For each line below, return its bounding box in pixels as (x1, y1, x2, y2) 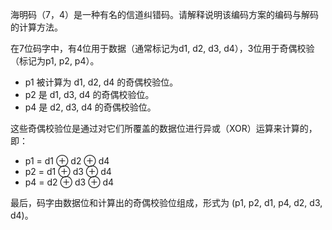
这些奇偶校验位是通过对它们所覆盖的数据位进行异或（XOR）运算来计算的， (10, 123, 318, 134)
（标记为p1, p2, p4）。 (10, 55, 100, 67)
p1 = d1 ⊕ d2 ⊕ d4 (24, 155, 110, 167)
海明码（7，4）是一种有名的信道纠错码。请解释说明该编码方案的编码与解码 (10, 9, 319, 20)
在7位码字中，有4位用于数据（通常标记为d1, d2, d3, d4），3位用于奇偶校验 (10, 43, 315, 54)
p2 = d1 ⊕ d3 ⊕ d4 (24, 166, 112, 177)
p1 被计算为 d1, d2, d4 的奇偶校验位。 (24, 76, 179, 88)
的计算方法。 (10, 21, 63, 33)
